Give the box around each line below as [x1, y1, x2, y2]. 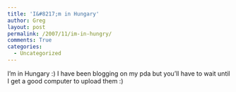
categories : [7, 43, 42, 50]
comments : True [7, 37, 52, 44]
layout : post [7, 23, 46, 30]
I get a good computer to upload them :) [7, 76, 124, 85]
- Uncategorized [13, 50, 61, 57]
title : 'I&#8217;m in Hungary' [7, 10, 100, 18]
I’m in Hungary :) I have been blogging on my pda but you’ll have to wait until [7, 69, 230, 78]
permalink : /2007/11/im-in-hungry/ [7, 30, 112, 38]
